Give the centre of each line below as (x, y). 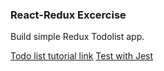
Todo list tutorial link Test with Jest (82, 56)
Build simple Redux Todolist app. (77, 37)
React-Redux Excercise (68, 15)
